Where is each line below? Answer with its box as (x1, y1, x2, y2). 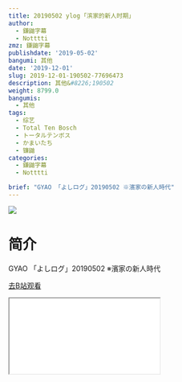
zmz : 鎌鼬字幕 (8, 42, 51, 50)
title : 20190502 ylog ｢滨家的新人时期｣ (8, 11, 132, 20)
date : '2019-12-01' (8, 64, 74, 72)
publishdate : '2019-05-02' (8, 49, 99, 57)
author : (8, 19, 34, 27)
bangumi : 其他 (8, 57, 54, 65)
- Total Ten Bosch (15, 124, 78, 132)
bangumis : (8, 94, 42, 102)
